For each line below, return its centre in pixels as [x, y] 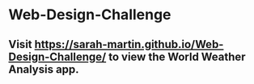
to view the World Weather [177, 56]
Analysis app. [44, 69]
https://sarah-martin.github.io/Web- [129, 44]
